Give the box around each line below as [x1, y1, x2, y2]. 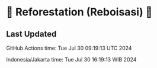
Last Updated [6, 29, 57, 39]
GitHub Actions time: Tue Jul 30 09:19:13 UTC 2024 [6, 44, 132, 51]
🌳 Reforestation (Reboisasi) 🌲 [6, 5, 153, 19]
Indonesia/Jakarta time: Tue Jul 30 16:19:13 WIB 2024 [6, 56, 137, 63]
